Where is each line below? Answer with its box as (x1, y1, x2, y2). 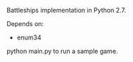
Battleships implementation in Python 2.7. (6, 6, 126, 14)
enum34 (16, 33, 42, 42)
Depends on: (6, 20, 44, 27)
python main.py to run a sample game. (6, 47, 118, 55)
